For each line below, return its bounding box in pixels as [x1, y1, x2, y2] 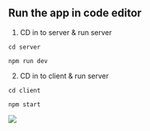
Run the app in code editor [8, 6, 142, 20]
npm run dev [8, 57, 48, 65]
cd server [8, 43, 41, 51]
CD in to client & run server [19, 71, 109, 81]
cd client [8, 86, 41, 94]
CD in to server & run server [19, 27, 112, 37]
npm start [8, 100, 41, 109]
